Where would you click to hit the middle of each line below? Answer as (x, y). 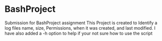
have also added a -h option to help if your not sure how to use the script (79, 33)
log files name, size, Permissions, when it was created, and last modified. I (80, 28)
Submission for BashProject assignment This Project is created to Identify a (81, 23)
